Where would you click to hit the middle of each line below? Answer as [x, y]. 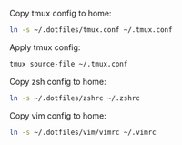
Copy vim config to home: [58, 115]
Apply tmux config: [45, 47]
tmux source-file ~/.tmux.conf [69, 64]
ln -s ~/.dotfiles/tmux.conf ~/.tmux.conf [91, 30]
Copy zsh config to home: [58, 81]
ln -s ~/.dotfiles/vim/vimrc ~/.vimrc [83, 132]
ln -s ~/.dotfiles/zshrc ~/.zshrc [75, 98]
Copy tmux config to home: [61, 13]
